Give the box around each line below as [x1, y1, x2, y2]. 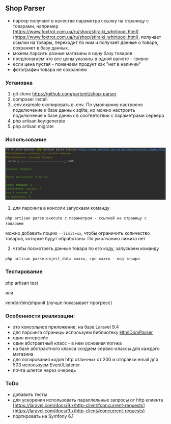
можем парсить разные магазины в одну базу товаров [12, 50, 133, 56]
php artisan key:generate [12, 118, 66, 124]
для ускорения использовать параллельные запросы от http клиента [12, 397, 163, 403]
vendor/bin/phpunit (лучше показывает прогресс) [5, 300, 112, 306]
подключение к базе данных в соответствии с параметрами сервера [12, 112, 164, 119]
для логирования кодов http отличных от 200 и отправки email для [12, 356, 158, 362]
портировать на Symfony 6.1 [12, 413, 74, 419]
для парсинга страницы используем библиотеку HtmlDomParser [12, 329, 153, 335]
